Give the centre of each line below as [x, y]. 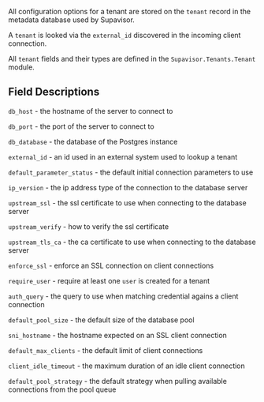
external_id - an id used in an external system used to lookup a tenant [123, 156]
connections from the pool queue [62, 389]
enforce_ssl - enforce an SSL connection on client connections [111, 265]
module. [22, 67]
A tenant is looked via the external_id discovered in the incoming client [125, 35]
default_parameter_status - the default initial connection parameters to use [131, 172]
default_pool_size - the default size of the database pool [101, 320]
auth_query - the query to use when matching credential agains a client [123, 296]
